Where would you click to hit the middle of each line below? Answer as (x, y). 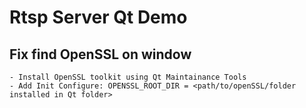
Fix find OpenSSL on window (100, 54)
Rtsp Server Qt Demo (98, 17)
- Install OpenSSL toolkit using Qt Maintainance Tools (128, 77)
